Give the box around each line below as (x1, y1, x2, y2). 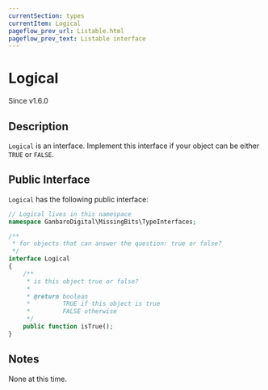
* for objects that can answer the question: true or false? (11, 240, 222, 248)
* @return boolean (26, 292, 89, 300)
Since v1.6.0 (8, 96, 48, 106)
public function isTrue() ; (23, 323, 114, 331)
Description (8, 119, 69, 134)
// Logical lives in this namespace (8, 210, 132, 218)
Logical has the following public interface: (8, 194, 149, 204)
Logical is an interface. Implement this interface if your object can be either (8, 141, 260, 150)
